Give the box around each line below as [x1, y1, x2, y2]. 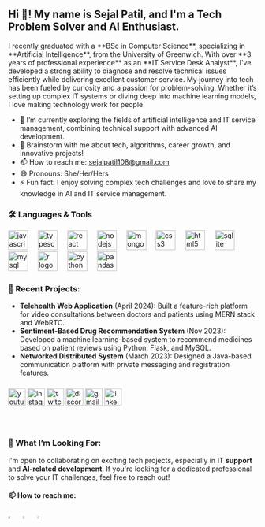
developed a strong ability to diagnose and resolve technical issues [8, 66, 227, 76]
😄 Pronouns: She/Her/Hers [19, 169, 109, 178]
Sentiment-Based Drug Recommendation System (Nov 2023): [19, 326, 226, 336]
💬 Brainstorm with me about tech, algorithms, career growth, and [19, 139, 231, 150]
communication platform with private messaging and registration [19, 360, 230, 369]
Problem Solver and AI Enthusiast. [8, 20, 180, 34]
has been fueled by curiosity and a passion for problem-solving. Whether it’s [8, 83, 257, 92]
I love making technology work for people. [8, 99, 145, 109]
